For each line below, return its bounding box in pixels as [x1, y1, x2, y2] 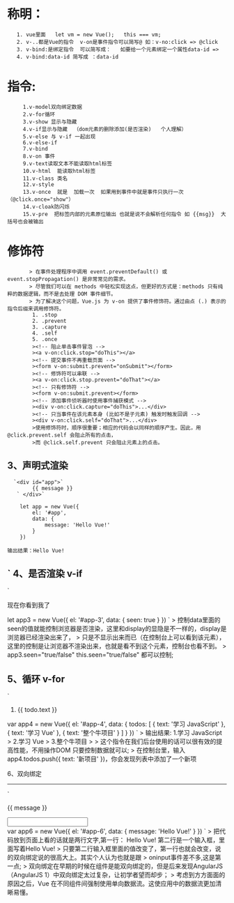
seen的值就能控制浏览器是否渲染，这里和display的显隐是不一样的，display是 [7, 625, 227, 633]
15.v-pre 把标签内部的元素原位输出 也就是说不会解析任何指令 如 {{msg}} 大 [22, 211, 226, 218]
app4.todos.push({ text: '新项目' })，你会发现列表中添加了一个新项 [7, 754, 197, 764]
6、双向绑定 [7, 770, 42, 778]
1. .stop [32, 311, 58, 318]
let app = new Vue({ [19, 503, 79, 510]
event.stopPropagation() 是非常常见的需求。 [7, 275, 129, 282]
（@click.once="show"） [7, 196, 75, 203]
